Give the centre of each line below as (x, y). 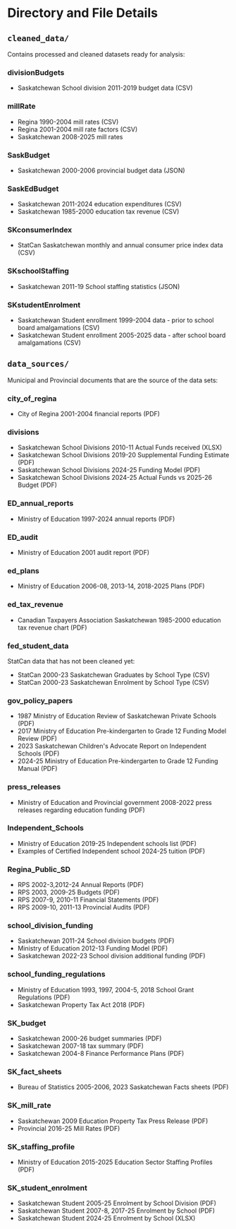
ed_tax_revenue (35, 604)
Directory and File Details (83, 13)
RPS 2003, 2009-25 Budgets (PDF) (68, 893)
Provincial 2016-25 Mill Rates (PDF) (69, 1128)
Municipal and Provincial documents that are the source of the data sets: (113, 380)
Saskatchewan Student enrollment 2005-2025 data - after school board (122, 335)
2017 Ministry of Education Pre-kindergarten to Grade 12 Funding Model (122, 731)
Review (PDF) (37, 739)
